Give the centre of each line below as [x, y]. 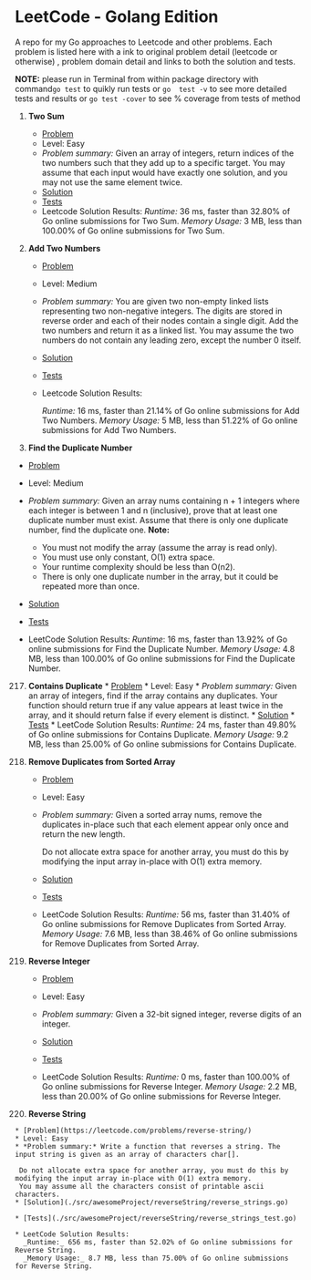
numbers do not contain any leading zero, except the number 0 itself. [171, 340]
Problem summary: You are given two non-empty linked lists [155, 301]
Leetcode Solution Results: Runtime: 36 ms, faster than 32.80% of [166, 211]
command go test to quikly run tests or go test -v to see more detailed [151, 88]
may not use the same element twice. [112, 182]
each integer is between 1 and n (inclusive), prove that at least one [153, 510]
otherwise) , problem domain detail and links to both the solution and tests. [155, 61]
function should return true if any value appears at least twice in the [155, 705]
